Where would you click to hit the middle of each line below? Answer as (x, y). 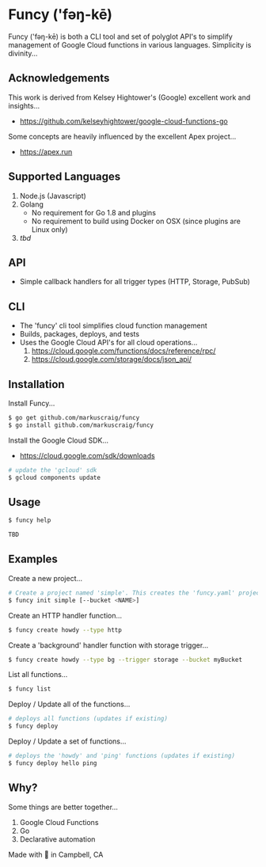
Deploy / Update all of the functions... (69, 704)
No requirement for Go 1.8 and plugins (94, 212)
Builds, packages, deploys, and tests (80, 334)
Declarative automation (57, 839)
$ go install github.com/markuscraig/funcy (81, 425)
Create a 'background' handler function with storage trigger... (108, 645)
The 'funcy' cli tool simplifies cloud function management (113, 325)
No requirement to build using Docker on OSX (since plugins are (136, 221)
